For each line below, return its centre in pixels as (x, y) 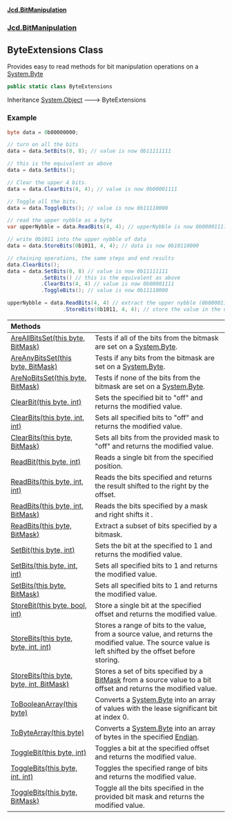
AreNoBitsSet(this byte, (49, 377)
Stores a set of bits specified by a (149, 671)
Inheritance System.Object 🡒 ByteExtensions (77, 100)
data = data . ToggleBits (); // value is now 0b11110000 (88, 208)
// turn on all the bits (43, 145)
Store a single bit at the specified (148, 605)
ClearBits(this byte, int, (48, 417)
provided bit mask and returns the (150, 796)
